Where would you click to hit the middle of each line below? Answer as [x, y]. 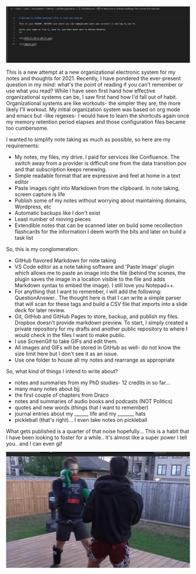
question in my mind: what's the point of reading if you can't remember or [95, 85]
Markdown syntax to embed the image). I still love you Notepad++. [94, 286]
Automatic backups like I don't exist [57, 213]
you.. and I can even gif [34, 444]
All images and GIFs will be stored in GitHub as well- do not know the [97, 348]
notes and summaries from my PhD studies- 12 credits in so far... [92, 383]
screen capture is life [40, 194]
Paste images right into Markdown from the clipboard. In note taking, [97, 188]
